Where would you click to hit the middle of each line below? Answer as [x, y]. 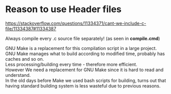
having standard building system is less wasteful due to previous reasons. [83, 86]
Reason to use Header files [63, 9]
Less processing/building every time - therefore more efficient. [71, 64]
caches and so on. [25, 59]
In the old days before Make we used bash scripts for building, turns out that [86, 80]
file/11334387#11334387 [31, 28]
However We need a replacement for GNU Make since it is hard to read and [84, 70]
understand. [18, 75]
